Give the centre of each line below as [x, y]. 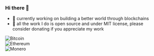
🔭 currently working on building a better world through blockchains [81, 19]
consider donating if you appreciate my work [58, 29]
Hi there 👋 [17, 8]
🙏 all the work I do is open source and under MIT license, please [78, 24]
